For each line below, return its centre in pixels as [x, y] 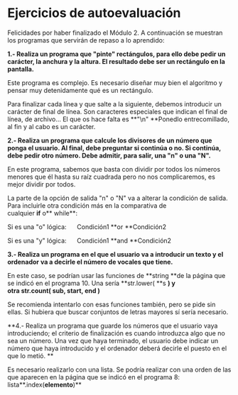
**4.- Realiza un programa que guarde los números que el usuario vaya [113, 326]
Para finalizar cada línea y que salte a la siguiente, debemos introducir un [114, 104]
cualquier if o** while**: [43, 213]
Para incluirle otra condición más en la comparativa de [87, 205]
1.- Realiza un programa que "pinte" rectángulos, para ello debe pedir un [117, 54]
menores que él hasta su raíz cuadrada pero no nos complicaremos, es [111, 177]
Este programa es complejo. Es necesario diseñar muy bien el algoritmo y [115, 82]
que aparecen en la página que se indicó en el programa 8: [93, 377]
